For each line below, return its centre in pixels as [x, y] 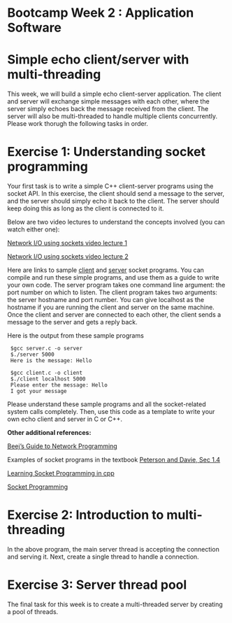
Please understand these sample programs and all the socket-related [107, 404]
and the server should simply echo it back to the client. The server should [113, 201]
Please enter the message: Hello [59, 385]
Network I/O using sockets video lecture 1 [67, 243]
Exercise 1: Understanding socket [107, 152]
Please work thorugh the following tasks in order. [78, 124]
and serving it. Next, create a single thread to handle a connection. [103, 557]
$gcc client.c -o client [46, 373]
